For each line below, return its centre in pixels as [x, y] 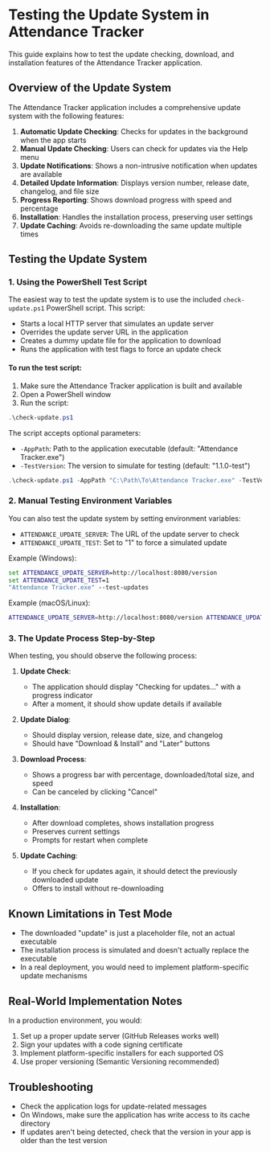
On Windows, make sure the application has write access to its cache [135, 1114]
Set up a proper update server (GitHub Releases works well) [119, 1036]
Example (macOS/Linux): [49, 603]
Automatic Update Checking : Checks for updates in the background [134, 131]
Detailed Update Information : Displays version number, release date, [135, 182]
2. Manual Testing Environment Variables [90, 501]
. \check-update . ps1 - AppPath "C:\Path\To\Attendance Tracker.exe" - [125, 480]
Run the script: [44, 403]
